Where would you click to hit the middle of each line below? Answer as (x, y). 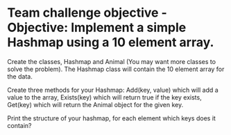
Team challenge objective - (87, 13)
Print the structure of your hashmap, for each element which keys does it (112, 118)
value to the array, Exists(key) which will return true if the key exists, (105, 97)
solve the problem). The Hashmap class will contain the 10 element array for (116, 69)
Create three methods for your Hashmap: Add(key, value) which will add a (113, 90)
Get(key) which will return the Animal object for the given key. (95, 104)
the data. (20, 76)
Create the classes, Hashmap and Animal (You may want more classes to (112, 61)
